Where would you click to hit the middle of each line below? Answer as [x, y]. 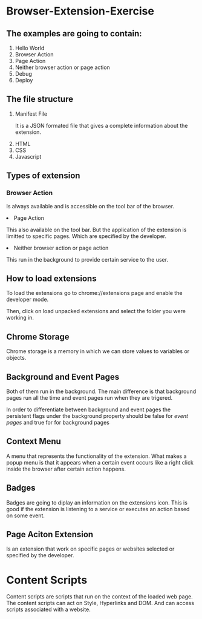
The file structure [40, 99]
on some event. [26, 515]
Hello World [30, 48]
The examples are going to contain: [74, 34]
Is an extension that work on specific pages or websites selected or [90, 549]
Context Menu [34, 441]
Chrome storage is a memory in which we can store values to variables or [98, 351]
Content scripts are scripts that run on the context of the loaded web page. [100, 597]
